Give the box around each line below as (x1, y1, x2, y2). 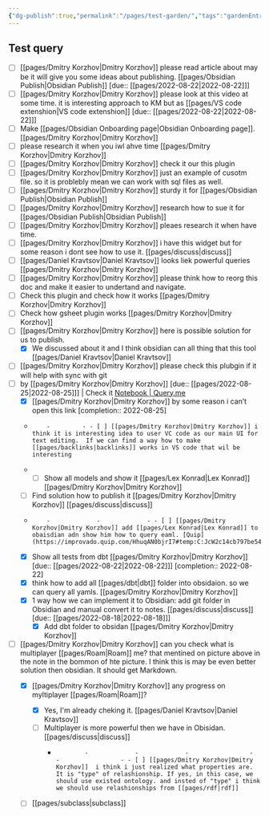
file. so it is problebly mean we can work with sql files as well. (19, 177, 223, 186)
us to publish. (19, 335, 66, 345)
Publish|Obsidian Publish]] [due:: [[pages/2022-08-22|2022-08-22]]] (19, 80, 250, 90)
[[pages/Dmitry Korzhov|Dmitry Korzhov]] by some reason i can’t (31, 396, 247, 406)
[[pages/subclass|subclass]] (31, 798, 126, 808)
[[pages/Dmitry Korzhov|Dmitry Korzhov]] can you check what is (19, 639, 235, 648)
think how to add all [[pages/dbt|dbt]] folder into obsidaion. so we (31, 578, 250, 587)
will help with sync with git (19, 370, 108, 380)
